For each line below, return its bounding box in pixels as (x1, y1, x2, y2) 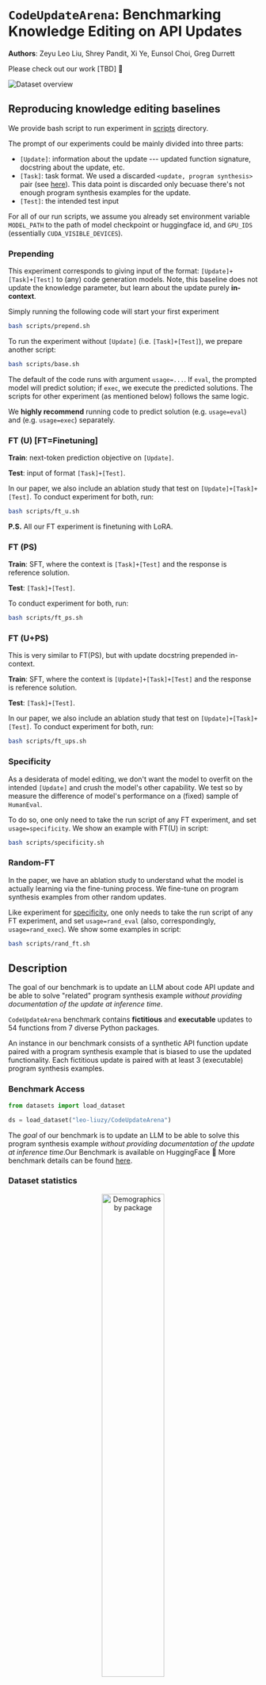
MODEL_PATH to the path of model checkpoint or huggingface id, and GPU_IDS (8, 220, 253, 229)
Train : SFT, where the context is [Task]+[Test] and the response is (8, 560, 227, 569)
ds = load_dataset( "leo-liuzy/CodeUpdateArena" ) (8, 1116, 172, 1124)
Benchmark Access (8, 1083, 85, 1095)
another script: (8, 345, 57, 354)
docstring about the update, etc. (19, 162, 125, 172)
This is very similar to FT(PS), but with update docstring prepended (8, 651, 228, 660)
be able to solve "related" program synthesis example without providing (8, 991, 242, 1000)
